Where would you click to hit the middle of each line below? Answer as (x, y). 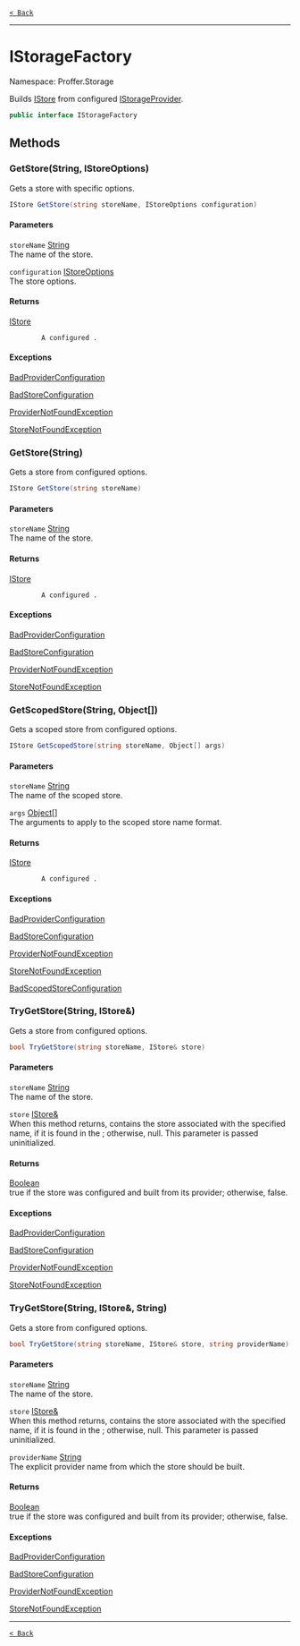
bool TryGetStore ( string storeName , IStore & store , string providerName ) (150, 1344)
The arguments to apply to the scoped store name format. (116, 823)
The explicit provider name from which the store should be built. (127, 1466)
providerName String (46, 1457)
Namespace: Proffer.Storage (62, 81)
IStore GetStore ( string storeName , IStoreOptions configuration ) (133, 205)
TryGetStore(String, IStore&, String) (88, 1309)
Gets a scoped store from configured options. (93, 729)
